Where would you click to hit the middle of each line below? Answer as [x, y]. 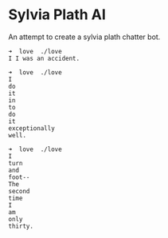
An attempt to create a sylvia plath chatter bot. [84, 37]
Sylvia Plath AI [57, 15]
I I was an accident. [44, 58]
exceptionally [32, 128]
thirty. [21, 226]
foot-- [19, 177]
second [19, 191]
